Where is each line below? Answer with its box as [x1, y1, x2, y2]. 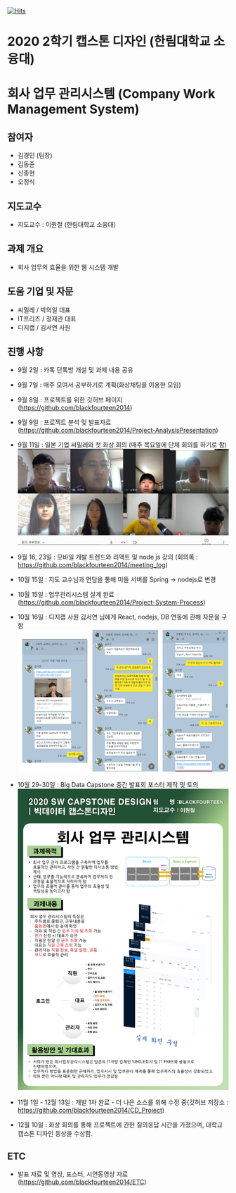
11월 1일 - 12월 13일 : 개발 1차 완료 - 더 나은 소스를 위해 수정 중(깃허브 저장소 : [17, 1098, 229, 1106]
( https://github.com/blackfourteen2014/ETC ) [17, 1177, 147, 1187]
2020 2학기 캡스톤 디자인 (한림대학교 [7, 34, 211, 49]
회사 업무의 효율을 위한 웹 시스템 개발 [17, 263, 119, 271]
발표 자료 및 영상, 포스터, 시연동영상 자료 [17, 1170, 129, 1178]
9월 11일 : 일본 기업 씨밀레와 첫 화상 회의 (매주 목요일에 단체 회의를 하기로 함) [17, 440, 227, 449]
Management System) [7, 101, 140, 118]
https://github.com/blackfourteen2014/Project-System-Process [20, 598, 204, 606]
